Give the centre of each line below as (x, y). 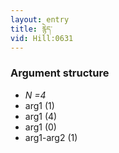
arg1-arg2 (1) (51, 137)
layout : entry (40, 19)
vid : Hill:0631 (42, 38)
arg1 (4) (41, 116)
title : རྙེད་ (31, 29)
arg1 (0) (40, 127)
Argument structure (60, 73)
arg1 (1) (39, 105)
